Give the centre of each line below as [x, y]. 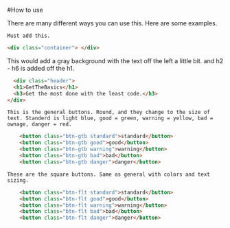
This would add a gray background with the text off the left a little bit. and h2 [115, 60]
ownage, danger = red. [39, 124]
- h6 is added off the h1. [41, 68]
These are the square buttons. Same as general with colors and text [109, 174]
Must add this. [29, 36]
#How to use [25, 10]
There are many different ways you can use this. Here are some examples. [112, 23]
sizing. [18, 180]
